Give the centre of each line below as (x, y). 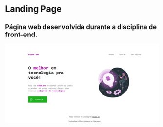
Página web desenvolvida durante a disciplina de (81, 27)
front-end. (21, 34)
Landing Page (33, 9)
